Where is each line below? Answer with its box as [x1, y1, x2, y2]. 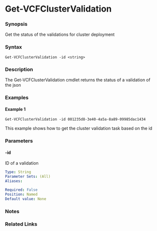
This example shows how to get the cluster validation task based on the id [5, 125, 153, 131]
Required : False [5, 187, 38, 192]
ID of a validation [5, 160, 39, 166]
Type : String [5, 169, 31, 175]
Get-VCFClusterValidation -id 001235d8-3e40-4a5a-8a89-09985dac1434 [5, 117, 146, 122]
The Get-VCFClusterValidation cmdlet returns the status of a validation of [5, 77, 151, 83]
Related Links [5, 221, 38, 228]
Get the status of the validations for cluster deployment [5, 31, 115, 37]
